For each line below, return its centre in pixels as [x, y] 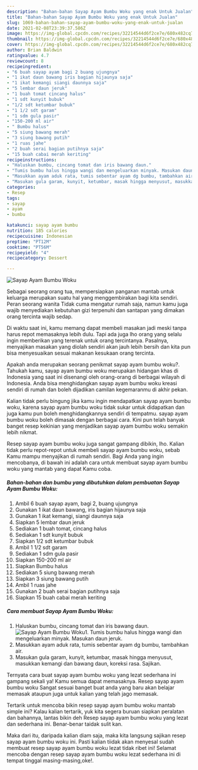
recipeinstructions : [32, 160]
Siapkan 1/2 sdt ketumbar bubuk [54, 541]
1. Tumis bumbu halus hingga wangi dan [133, 633]
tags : [13, 198]
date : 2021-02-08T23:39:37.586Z [46, 28]
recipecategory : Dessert [37, 258]
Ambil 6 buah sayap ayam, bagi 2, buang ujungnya [76, 504]
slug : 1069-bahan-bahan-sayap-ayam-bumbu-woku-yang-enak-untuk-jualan [95, 22]
